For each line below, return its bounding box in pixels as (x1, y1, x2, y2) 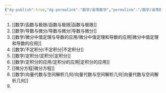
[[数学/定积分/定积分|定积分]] (11, 53, 71, 59)
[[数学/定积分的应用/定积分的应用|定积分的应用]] (11, 59, 110, 65)
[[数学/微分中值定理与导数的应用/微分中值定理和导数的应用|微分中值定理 (11, 34, 159, 40)
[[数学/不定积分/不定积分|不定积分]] (11, 46, 84, 52)
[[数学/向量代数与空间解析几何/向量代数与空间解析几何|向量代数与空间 (11, 71, 155, 77)
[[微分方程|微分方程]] (11, 65, 55, 71)
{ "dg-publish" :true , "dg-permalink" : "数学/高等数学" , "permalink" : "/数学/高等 (4, 7, 160, 12)
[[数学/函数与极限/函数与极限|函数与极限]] (11, 21, 97, 27)
